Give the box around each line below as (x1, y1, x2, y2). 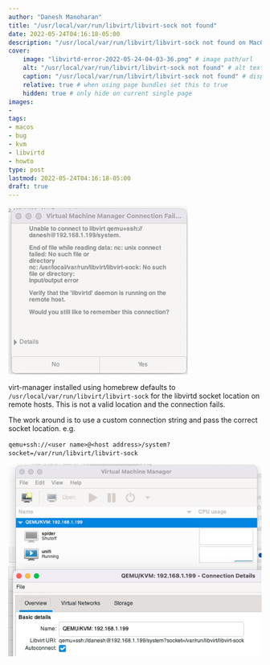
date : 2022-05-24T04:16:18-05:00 (8, 30, 121, 38)
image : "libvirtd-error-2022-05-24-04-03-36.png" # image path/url (22, 55, 253, 64)
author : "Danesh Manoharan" (8, 13, 103, 21)
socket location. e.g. (8, 424, 76, 433)
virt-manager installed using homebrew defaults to (8, 383, 176, 392)
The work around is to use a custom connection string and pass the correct (8, 415, 259, 425)
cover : (8, 47, 31, 55)
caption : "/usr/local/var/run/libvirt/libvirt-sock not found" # (22, 72, 247, 80)
